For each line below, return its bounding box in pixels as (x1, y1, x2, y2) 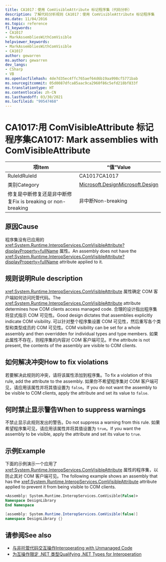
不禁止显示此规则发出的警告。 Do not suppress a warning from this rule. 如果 (5, 419, 160, 425)
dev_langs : (5, 62, 28, 67)
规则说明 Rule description (5, 275, 83, 283)
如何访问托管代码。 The (13, 294, 61, 300)
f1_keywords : (5, 26, 32, 31)
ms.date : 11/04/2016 (5, 16, 48, 21)
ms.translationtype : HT (5, 85, 54, 90)
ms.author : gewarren (5, 58, 48, 63)
